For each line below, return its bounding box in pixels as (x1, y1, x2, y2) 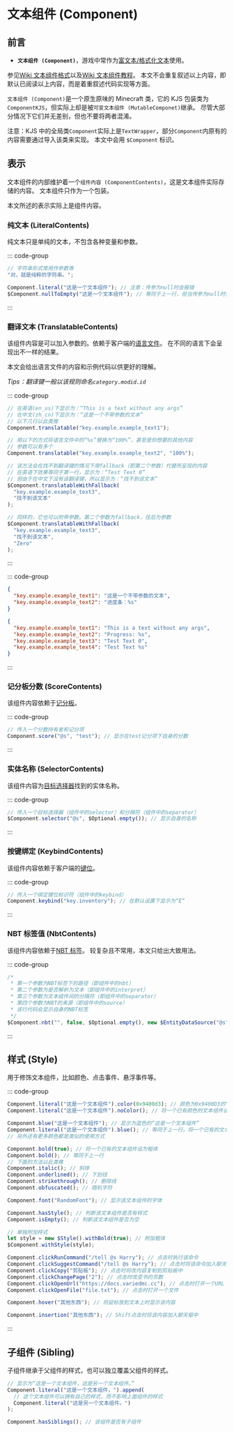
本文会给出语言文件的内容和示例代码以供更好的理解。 (7, 362, 160, 370)
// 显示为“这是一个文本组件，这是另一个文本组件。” (7, 1380, 134, 1387)
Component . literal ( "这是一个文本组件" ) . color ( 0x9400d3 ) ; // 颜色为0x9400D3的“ (7, 1101, 228, 1108)
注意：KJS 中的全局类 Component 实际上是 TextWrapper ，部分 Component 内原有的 (7, 127, 227, 135)
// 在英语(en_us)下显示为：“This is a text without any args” (7, 405, 183, 412)
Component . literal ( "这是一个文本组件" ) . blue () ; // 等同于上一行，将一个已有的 (7, 1126, 219, 1133)
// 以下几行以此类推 (7, 418, 58, 425)
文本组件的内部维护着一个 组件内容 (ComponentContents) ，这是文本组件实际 (7, 177, 219, 186)
